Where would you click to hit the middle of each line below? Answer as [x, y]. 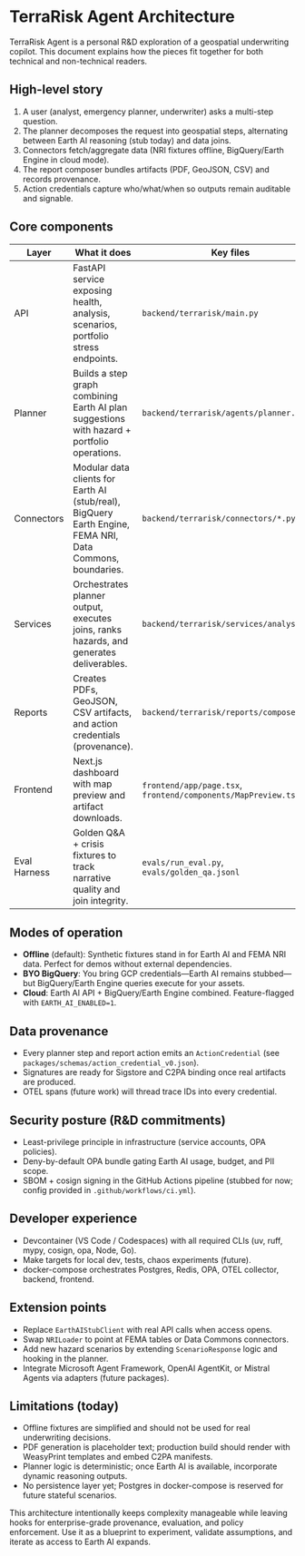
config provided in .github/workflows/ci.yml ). [109, 1190]
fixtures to [94, 855]
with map [92, 784]
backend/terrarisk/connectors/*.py [219, 518]
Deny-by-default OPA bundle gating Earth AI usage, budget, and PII [148, 1161]
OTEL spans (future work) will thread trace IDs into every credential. [150, 1091]
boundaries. [98, 569]
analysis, [91, 313]
